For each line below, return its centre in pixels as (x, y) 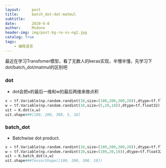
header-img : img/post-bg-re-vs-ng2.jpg (46, 33)
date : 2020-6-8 (27, 23)
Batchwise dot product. (36, 138)
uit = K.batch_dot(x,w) (30, 156)
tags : (11, 42)
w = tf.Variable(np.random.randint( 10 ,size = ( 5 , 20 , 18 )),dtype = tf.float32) (83, 105)
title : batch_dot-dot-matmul (41, 14)
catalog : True (20, 37)
